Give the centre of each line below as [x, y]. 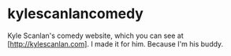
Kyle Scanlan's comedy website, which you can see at [95, 35]
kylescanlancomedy [75, 14]
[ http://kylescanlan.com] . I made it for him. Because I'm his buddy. [115, 43]
